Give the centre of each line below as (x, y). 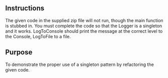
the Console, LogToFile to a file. (38, 36)
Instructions (25, 8)
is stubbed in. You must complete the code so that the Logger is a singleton (84, 26)
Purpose (19, 52)
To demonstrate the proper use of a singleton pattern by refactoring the (79, 64)
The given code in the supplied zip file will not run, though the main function (84, 20)
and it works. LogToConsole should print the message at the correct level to (84, 31)
